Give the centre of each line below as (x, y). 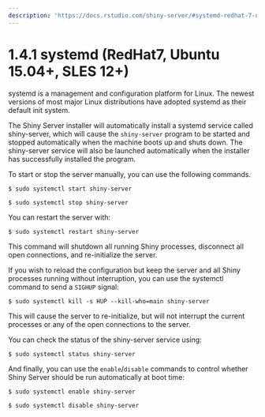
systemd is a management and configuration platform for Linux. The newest (131, 93)
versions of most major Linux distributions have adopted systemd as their (127, 101)
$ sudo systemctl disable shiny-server (74, 405)
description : (30, 15)
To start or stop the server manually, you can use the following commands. (130, 174)
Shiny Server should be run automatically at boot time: (97, 377)
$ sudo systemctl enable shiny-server (72, 392)
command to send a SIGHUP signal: (64, 287)
